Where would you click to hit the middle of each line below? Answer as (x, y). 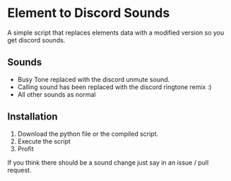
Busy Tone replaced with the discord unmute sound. (94, 79)
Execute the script (44, 141)
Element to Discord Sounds (89, 13)
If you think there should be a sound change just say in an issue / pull (108, 162)
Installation (32, 117)
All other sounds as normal (57, 94)
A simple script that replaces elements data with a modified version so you (116, 33)
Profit (25, 148)
